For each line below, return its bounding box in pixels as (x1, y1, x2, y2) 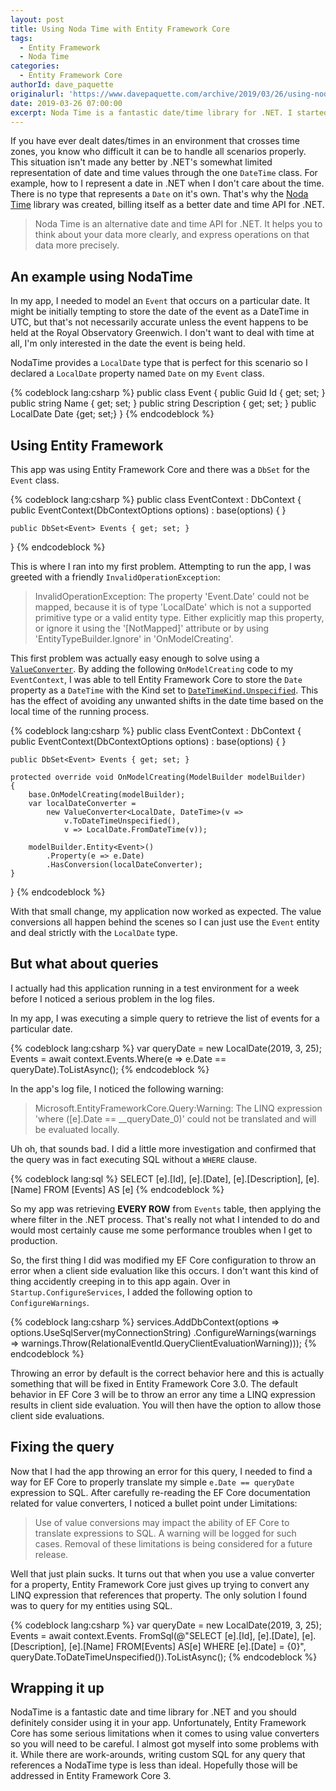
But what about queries (10, 956, 159, 973)
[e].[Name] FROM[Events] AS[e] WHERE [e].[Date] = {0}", (68, 1640, 307, 1652)
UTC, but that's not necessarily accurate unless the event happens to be (10, 316, 309, 328)
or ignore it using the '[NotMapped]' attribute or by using (34, 622, 270, 634)
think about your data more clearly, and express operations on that (34, 229, 310, 241)
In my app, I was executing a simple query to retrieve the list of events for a (10, 1012, 320, 1024)
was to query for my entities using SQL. (10, 1599, 173, 1611)
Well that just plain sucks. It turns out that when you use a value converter (10, 1567, 315, 1580)
